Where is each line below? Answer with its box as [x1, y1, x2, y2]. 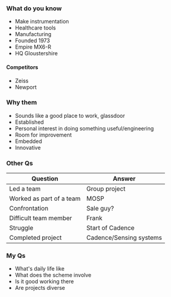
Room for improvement [14, 131, 72, 138]
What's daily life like [14, 265, 65, 272]
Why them [6, 98, 37, 106]
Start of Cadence [86, 224, 135, 232]
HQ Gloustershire [14, 50, 58, 57]
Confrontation [9, 204, 49, 213]
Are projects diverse [14, 284, 65, 292]
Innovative [14, 144, 41, 151]
